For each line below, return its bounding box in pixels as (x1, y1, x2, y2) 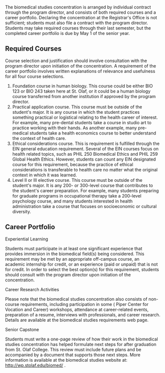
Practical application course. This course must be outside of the (12, 103, 142, 110)
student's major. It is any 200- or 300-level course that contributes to (12, 182, 153, 188)
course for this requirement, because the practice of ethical (12, 161, 133, 167)
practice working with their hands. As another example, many (12, 125, 137, 131)
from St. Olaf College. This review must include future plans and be (5, 346, 141, 352)
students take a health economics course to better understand (29, 130, 156, 136)
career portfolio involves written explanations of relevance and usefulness (5, 68, 156, 74)
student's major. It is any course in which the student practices (12, 109, 140, 115)
